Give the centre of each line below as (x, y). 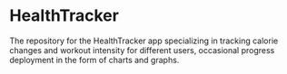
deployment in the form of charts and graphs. (94, 60)
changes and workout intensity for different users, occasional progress (142, 50)
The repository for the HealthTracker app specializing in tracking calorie (144, 41)
